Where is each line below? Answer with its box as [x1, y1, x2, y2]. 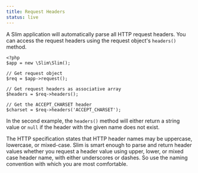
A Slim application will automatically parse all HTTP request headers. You [6, 30, 186, 37]
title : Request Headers [6, 8, 66, 15]
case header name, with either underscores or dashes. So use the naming [6, 154, 188, 161]
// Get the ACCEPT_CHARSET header [6, 102, 92, 108]
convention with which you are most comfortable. [6, 160, 128, 167]
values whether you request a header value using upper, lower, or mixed [6, 147, 184, 155]
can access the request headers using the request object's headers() [6, 37, 177, 44]
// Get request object [6, 70, 63, 76]
